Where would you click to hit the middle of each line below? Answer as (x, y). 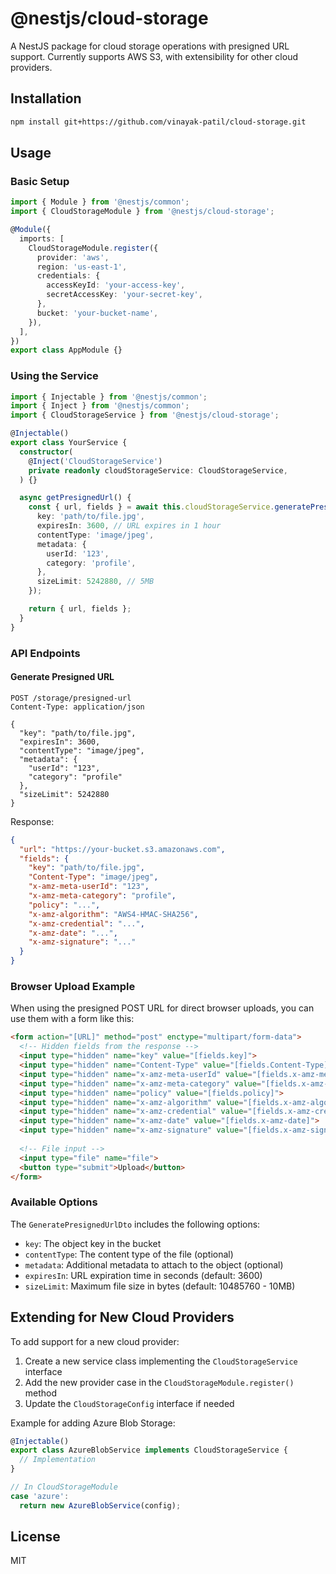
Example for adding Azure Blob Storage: (93, 1423)
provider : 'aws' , (73, 257)
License (35, 1537)
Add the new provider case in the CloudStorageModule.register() (159, 1382)
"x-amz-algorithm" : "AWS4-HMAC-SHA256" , (113, 914)
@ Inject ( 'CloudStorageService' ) (95, 461)
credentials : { (68, 276)
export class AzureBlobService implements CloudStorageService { (149, 1450)
